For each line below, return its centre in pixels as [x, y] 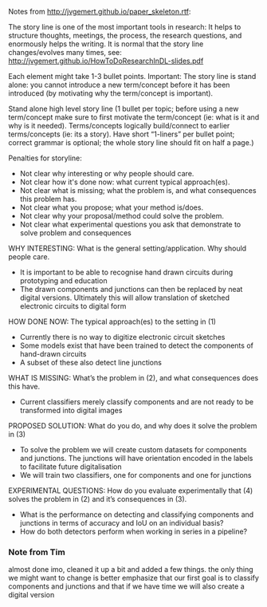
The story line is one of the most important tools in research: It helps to [125, 27]
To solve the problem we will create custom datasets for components [133, 449]
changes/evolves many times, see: [65, 52]
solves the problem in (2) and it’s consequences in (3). [98, 499]
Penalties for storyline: [45, 158]
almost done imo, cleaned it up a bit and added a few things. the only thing [131, 570]
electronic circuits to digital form [73, 306]
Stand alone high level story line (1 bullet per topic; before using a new [124, 108]
